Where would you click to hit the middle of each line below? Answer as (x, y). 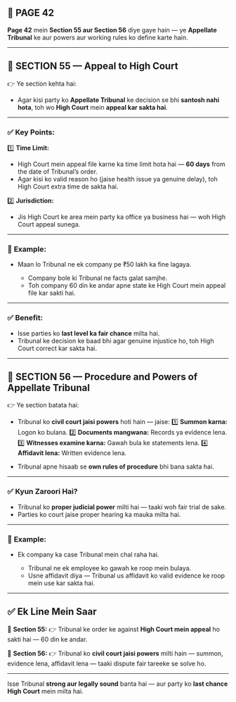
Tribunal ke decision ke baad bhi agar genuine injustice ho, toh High (116, 340)
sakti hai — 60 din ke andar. (47, 639)
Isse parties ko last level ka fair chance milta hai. (88, 333)
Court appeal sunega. (49, 224)
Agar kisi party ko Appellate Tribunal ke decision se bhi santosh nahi (118, 100)
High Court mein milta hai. (46, 691)
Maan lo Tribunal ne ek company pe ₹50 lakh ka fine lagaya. (104, 264)
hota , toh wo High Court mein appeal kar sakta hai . (93, 107)
